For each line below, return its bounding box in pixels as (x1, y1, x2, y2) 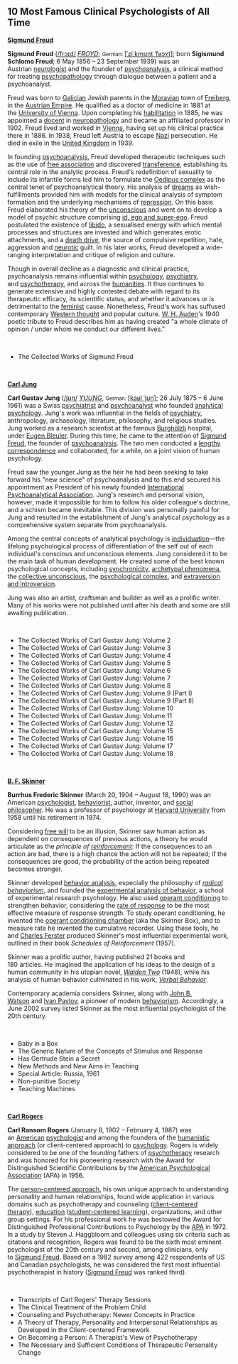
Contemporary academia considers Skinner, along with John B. (7, 989, 193, 997)
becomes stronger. (7, 865, 63, 873)
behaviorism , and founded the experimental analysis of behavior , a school (7, 886, 224, 894)
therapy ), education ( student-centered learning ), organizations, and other (7, 1207, 222, 1216)
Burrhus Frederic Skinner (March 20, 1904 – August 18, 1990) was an (7, 790, 212, 799)
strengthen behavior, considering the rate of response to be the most (7, 901, 210, 909)
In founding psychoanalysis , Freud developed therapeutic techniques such (7, 152, 226, 161)
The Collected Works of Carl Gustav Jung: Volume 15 (17, 726, 173, 735)
